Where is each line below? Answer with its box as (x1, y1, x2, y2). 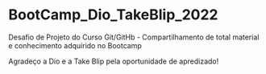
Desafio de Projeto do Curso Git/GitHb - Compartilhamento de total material (8, 32, 260, 42)
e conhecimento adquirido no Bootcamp (8, 40, 143, 50)
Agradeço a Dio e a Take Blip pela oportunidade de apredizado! (8, 56, 219, 66)
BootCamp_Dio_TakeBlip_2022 (8, 6, 218, 24)
